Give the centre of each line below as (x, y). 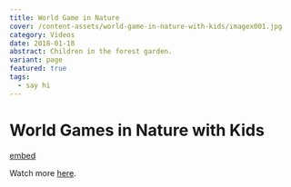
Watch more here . (43, 172)
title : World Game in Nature (65, 18)
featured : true (38, 69)
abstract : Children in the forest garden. (91, 52)
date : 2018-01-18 (42, 43)
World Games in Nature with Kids (137, 130)
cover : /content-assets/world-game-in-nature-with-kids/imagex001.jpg (146, 26)
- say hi (34, 85)
